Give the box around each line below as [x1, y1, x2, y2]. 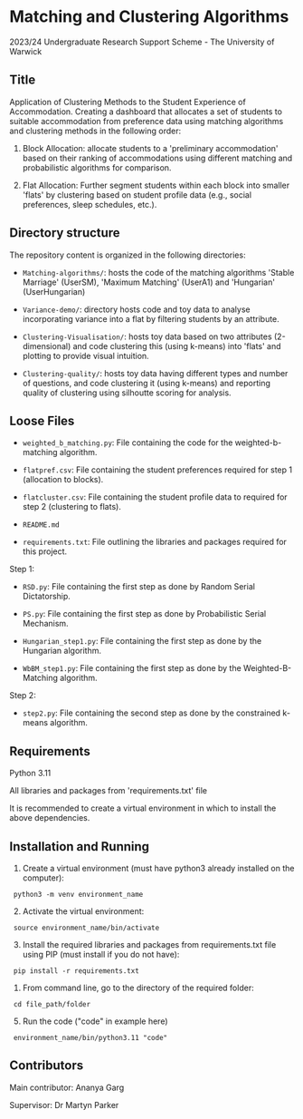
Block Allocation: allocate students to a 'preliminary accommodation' [22, 142, 279, 153]
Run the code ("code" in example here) [22, 1016, 168, 1027]
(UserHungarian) [22, 286, 86, 297]
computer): [22, 872, 65, 883]
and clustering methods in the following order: [9, 125, 182, 136]
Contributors [9, 1058, 84, 1074]
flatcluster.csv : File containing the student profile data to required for [22, 491, 288, 502]
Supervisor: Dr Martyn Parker [9, 1099, 119, 1110]
